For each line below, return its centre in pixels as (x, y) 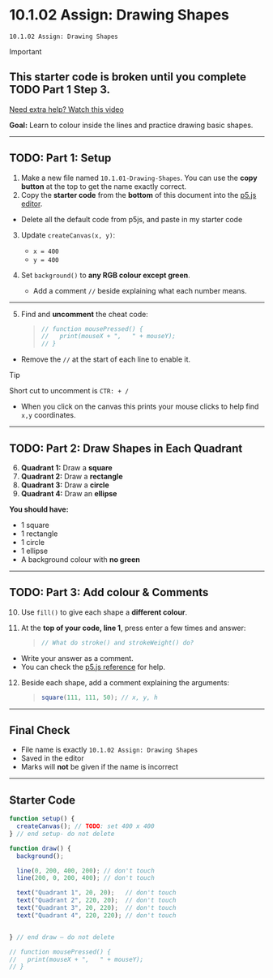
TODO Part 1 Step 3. (60, 90)
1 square (35, 525)
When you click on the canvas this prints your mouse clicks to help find (140, 406)
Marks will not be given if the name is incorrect (100, 767)
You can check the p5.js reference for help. (93, 667)
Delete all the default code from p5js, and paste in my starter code (132, 219)
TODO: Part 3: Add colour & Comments (109, 592)
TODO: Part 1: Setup (60, 159)
